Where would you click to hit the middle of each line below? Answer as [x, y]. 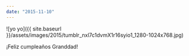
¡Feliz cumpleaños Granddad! [42, 46]
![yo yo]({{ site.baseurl [34, 29]
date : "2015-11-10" [30, 12]
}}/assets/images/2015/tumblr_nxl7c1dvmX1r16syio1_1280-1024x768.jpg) [95, 35]
